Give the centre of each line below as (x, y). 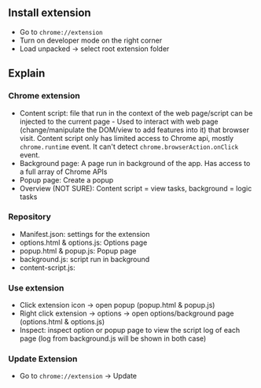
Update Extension (43, 359)
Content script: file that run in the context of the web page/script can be (136, 113)
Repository (29, 217)
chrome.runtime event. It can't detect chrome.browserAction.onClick (129, 146)
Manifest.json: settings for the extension (85, 234)
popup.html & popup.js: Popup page (78, 250)
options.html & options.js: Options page (83, 242)
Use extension (36, 288)
